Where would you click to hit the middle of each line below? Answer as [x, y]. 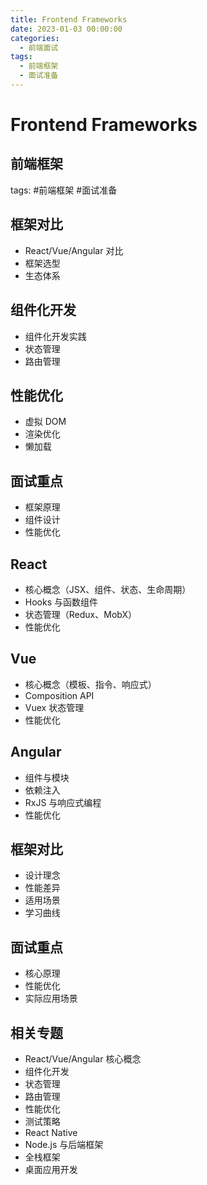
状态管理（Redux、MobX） [81, 614]
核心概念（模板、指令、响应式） [90, 684]
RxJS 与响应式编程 [63, 802]
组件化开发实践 [55, 336]
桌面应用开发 [51, 1169]
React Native [51, 1132]
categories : [35, 38]
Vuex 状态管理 [54, 707]
